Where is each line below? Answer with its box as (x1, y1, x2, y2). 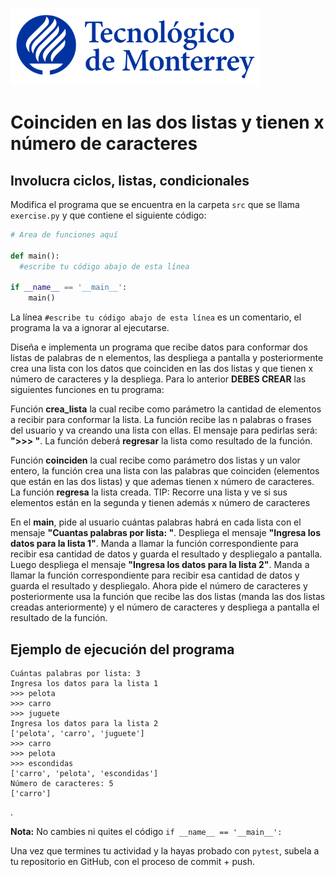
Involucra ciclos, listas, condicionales (10, 172, 250, 189)
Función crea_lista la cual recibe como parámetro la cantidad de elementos (10, 403, 322, 415)
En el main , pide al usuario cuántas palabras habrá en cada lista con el (10, 516, 302, 528)
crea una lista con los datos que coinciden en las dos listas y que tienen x (10, 363, 314, 375)
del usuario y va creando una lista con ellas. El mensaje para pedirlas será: (10, 424, 318, 437)
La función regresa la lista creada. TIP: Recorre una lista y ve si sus (10, 486, 288, 498)
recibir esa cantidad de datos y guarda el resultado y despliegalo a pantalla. (10, 548, 323, 560)
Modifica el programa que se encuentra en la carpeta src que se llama (10, 199, 300, 210)
